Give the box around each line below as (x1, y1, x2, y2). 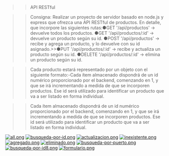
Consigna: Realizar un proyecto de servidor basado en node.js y (30, 14, 164, 20)
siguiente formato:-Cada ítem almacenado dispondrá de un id (30, 72, 158, 77)
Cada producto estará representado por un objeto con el (30, 66, 148, 72)
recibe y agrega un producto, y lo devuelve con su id (30, 41, 140, 47)
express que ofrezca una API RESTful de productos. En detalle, (30, 20, 161, 25)
